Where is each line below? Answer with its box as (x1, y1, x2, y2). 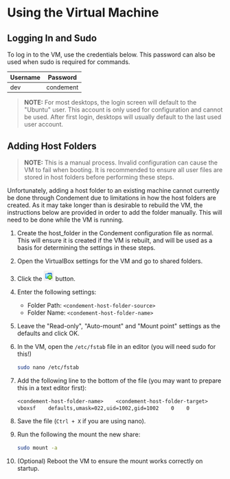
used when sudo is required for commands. (7, 58, 130, 66)
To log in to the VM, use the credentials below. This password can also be (7, 50, 216, 58)
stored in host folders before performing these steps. (23, 173, 174, 182)
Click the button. (16, 275, 76, 283)
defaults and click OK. (16, 329, 80, 338)
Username (10, 73, 41, 81)
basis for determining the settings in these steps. (16, 244, 156, 252)
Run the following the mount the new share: (16, 430, 141, 438)
